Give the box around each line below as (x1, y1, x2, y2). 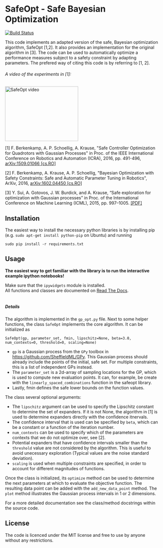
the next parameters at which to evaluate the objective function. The (5, 480, 142, 486)
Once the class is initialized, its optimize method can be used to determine (5, 475, 155, 481)
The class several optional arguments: (5, 394, 81, 400)
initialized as (5, 326, 30, 332)
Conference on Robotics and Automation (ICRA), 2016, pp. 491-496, (5, 156, 141, 161)
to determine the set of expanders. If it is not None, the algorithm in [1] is (12, 408, 158, 414)
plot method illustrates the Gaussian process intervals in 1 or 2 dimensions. (5, 490, 156, 496)
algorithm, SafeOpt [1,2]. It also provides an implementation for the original (5, 44, 155, 50)
